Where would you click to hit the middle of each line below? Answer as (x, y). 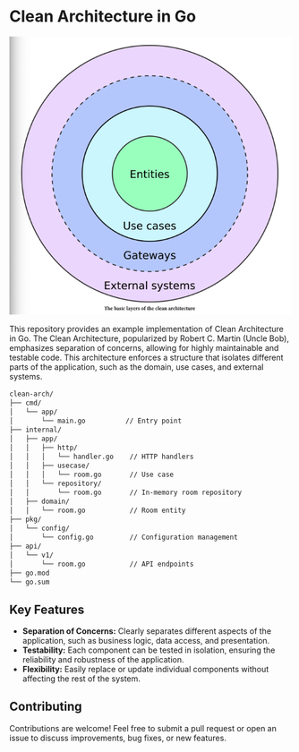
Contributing (46, 707)
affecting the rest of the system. (81, 679)
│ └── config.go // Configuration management (124, 538)
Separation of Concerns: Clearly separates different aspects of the (146, 631)
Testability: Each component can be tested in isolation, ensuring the (149, 650)
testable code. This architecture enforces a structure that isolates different (146, 358)
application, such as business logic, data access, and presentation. (146, 640)
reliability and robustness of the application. (103, 659)
